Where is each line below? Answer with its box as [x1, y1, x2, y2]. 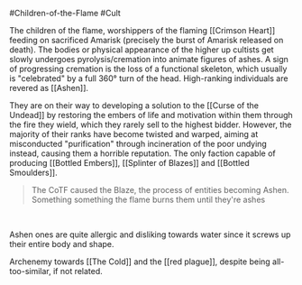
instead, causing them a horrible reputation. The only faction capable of [9, 148, 277, 159]
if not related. [52, 266, 104, 276]
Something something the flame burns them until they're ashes [31, 194, 266, 205]
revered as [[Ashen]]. [9, 83, 88, 93]
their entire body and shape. [9, 239, 114, 249]
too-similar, [9, 266, 51, 276]
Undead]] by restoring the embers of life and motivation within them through [9, 110, 293, 120]
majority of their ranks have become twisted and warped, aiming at [9, 129, 259, 139]
